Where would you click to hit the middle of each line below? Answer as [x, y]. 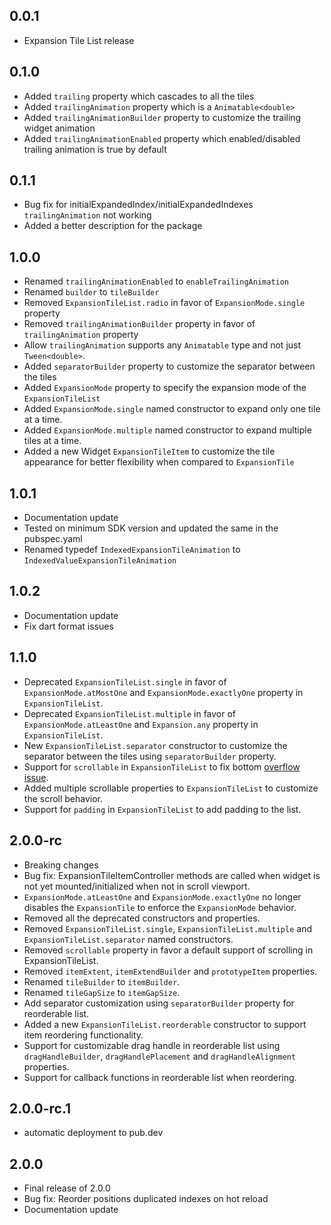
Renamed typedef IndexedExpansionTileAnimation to [132, 550]
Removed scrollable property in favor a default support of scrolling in [168, 950]
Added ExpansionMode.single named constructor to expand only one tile [172, 409]
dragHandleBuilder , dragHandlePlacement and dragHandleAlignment [160, 1056]
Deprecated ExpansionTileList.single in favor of [125, 681]
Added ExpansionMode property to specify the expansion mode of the [165, 388]
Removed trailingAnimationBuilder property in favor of [139, 324]
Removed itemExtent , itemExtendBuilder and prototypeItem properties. [170, 971]
